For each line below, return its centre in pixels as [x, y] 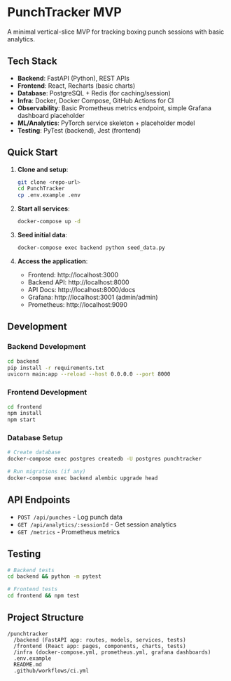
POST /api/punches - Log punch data [70, 517]
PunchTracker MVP [65, 12]
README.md [28, 664]
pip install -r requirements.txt [56, 368]
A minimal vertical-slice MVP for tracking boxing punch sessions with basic [116, 32]
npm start [22, 420]
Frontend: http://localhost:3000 [73, 275]
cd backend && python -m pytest [54, 576]
